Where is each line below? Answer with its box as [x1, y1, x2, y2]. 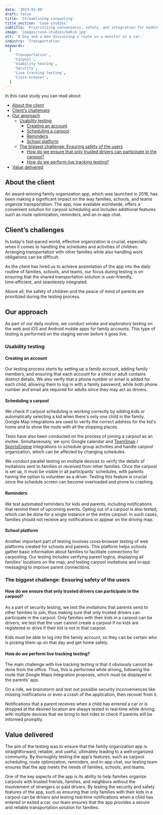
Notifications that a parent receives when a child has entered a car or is [5, 701, 148, 707]
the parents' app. [5, 677, 40, 683]
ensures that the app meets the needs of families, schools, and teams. [5, 764, 146, 770]
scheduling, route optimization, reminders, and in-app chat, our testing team [5, 759, 158, 764]
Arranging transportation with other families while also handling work [5, 249, 143, 255]
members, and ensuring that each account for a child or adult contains [5, 371, 146, 377]
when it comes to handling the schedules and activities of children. [5, 244, 139, 250]
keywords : [5, 43, 25, 48]
